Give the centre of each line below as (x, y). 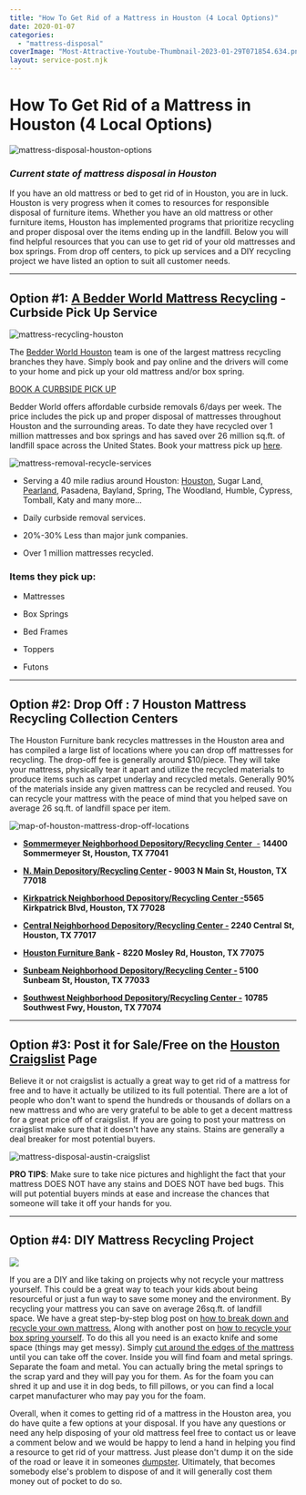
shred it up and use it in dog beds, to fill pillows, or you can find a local (142, 1386)
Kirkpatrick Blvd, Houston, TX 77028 (94, 908)
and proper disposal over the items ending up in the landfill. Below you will (149, 232)
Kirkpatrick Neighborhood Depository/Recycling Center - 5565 (143, 898)
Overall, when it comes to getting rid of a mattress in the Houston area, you (150, 1413)
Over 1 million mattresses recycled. (88, 553)
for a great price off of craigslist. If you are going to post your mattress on (148, 1119)
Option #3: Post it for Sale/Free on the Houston (145, 1044)
